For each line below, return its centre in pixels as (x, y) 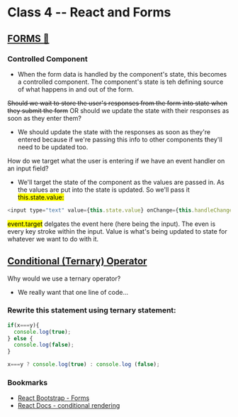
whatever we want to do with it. (53, 239)
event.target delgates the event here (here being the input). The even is (112, 224)
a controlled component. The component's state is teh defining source (120, 82)
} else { (20, 338)
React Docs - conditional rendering (69, 406)
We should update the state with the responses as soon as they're (114, 131)
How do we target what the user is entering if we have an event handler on (116, 161)
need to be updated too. (53, 147)
